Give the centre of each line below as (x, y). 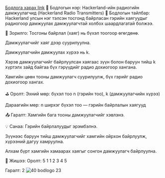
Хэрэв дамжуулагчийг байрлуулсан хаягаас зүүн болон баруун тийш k (80, 62)
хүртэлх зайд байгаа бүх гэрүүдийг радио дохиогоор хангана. (71, 67)
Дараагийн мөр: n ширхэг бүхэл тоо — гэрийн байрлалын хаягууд (76, 105)
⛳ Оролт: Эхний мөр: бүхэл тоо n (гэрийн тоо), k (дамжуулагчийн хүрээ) (83, 94)
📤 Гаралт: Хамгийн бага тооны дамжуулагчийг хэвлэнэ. (65, 115)
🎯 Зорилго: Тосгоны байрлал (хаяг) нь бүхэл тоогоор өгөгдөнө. (72, 33)
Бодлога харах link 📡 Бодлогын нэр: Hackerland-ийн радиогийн (72, 8)
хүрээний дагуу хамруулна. (35, 142)
